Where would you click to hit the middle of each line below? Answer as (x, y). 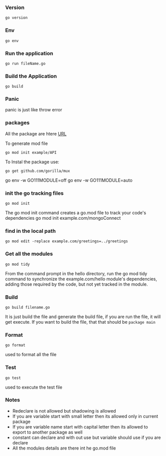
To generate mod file (27, 143)
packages (17, 123)
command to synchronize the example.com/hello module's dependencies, (81, 279)
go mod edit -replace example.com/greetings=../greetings (67, 241)
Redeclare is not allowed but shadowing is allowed (64, 411)
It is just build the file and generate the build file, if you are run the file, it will (83, 317)
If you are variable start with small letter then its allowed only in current (85, 416)
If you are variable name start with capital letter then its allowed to (80, 427)
